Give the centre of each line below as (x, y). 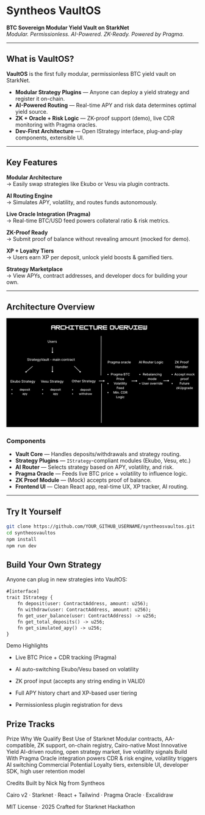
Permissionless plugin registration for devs (69, 705)
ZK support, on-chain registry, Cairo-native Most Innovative (112, 745)
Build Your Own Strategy (54, 565)
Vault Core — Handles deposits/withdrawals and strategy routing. (98, 454)
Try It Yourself (34, 511)
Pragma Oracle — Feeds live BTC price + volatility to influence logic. (101, 474)
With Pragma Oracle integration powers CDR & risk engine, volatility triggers (102, 758)
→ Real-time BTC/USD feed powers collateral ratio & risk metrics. (88, 220)
